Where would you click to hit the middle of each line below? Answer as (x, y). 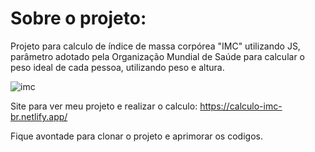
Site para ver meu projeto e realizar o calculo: (104, 106)
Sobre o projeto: (78, 18)
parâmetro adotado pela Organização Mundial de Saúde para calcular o (157, 56)
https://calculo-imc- (241, 106)
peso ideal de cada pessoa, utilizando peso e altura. (117, 67)
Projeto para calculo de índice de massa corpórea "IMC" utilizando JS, (155, 46)
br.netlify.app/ (39, 116)
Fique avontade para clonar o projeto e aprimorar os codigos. (136, 136)
